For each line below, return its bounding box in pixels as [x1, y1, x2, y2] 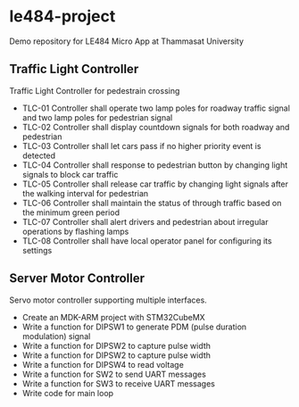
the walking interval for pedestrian [21, 187, 149, 198]
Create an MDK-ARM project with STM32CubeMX [21, 311, 205, 322]
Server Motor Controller [9, 270, 145, 287]
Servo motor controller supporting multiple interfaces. [9, 295, 207, 305]
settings [21, 245, 53, 255]
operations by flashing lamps [21, 226, 129, 237]
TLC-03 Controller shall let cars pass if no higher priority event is [21, 140, 262, 151]
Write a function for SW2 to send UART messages [21, 369, 207, 379]
